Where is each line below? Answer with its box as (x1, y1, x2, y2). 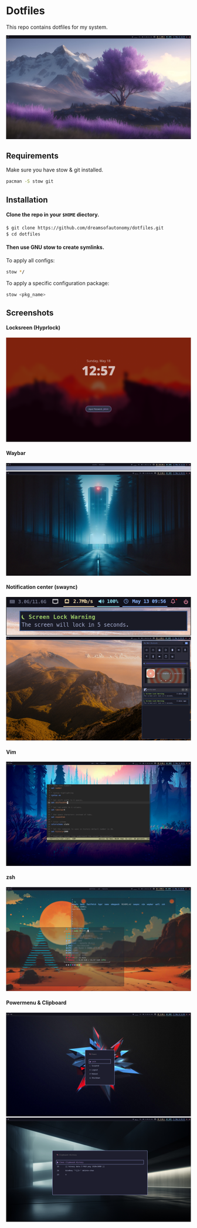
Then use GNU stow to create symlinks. (6, 244, 104, 251)
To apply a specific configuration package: (6, 279, 110, 286)
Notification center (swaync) (6, 583, 78, 591)
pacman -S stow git (6, 178, 54, 184)
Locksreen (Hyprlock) (6, 324, 60, 331)
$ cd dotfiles (6, 231, 41, 237)
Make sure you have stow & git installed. (6, 166, 104, 174)
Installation (6, 195, 48, 205)
